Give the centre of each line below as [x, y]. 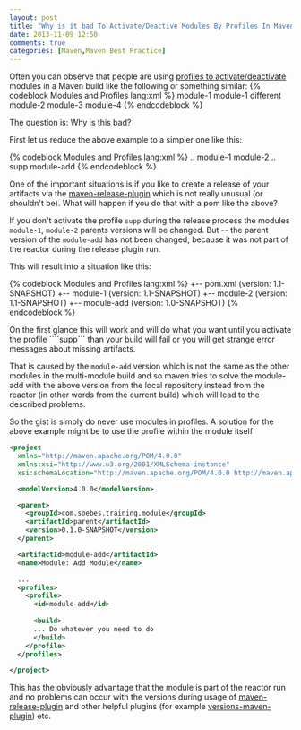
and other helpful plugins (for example [135, 707]
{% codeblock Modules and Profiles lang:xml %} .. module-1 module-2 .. [142, 157]
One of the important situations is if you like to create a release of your [139, 184]
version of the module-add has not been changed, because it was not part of [149, 239]
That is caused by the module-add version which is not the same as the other [150, 366]
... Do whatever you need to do [93, 629]
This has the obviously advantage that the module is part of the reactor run [148, 688]
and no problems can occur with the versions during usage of [123, 697]
